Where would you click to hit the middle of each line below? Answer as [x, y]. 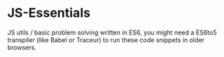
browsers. [22, 47]
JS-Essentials [49, 13]
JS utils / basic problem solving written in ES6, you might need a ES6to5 [112, 32]
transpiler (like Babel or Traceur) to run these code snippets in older [106, 39]
